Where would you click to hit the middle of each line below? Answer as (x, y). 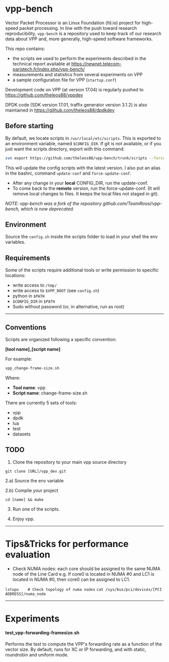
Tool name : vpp (29, 388)
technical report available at (41, 64)
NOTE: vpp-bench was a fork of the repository (54, 203)
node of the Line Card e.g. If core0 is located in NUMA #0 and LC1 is (83, 574)
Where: (13, 378)
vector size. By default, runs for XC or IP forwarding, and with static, (76, 649)
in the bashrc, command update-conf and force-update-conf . (68, 173)
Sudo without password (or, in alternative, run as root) (68, 307)
